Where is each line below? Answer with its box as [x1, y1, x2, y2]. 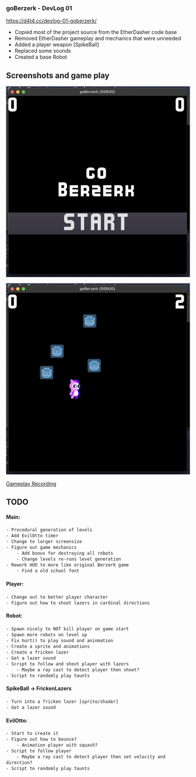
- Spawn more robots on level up [6, 631, 87, 638]
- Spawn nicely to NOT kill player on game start [6, 626, 129, 632]
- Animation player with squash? [16, 743, 98, 748]
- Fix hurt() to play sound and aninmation [6, 637, 114, 644]
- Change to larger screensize [6, 539, 82, 545]
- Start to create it [6, 731, 59, 737]
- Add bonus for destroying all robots [16, 551, 114, 557]
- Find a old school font [16, 568, 80, 574]
